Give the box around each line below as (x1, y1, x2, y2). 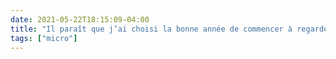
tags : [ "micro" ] (10, 33, 78, 43)
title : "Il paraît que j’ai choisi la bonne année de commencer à (10, 24, 293, 34)
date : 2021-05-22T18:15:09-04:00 (10, 14, 150, 25)
